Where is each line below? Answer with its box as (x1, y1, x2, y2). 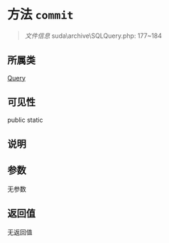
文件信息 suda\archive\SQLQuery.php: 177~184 (24, 31, 162, 40)
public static (7, 115, 44, 124)
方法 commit (7, 6, 74, 23)
